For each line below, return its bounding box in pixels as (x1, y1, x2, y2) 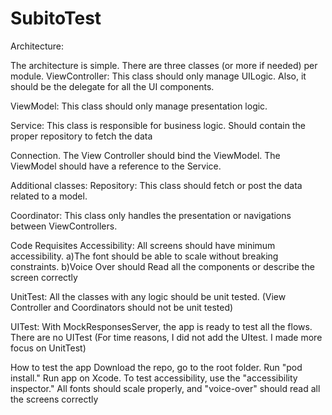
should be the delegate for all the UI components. (10, 80, 215, 92)
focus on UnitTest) (10, 342, 87, 354)
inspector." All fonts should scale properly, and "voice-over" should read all (10, 382, 321, 394)
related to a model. (10, 190, 88, 202)
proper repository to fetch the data (10, 130, 153, 142)
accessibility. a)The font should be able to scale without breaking (10, 250, 279, 262)
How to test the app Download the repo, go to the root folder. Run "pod (10, 361, 303, 373)
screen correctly (10, 271, 78, 283)
